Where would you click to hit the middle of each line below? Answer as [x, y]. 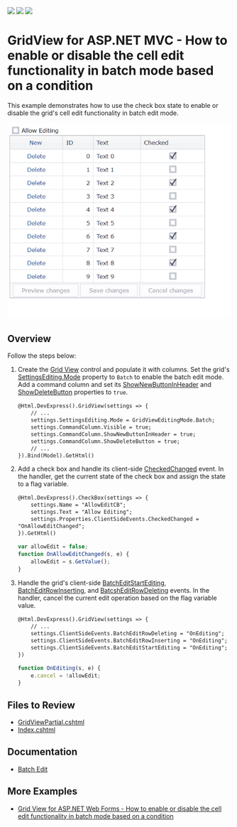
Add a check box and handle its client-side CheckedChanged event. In [121, 469]
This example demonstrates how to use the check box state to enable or [113, 105]
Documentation [43, 752]
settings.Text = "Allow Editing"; [82, 512]
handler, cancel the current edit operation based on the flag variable [117, 598]
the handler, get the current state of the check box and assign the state [121, 476]
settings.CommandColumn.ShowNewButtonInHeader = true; [114, 434]
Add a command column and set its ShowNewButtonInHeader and [114, 385]
